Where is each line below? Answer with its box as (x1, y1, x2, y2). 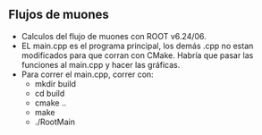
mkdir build (34, 78, 77, 89)
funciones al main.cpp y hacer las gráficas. (21, 59, 181, 70)
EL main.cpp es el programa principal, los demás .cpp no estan (21, 40, 254, 51)
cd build (34, 88, 65, 98)
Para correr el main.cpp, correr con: (21, 69, 154, 80)
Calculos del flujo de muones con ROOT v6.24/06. (21, 30, 207, 41)
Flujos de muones (8, 7, 109, 22)
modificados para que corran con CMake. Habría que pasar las (21, 49, 254, 61)
